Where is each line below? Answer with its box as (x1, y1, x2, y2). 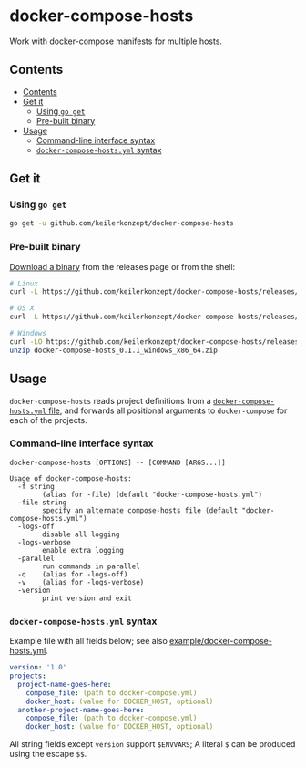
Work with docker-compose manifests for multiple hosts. (9, 36, 223, 47)
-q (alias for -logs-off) (17, 569, 128, 579)
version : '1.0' (9, 663, 67, 672)
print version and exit (42, 594, 132, 603)
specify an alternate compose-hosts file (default (42, 505, 239, 515)
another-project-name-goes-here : (17, 705, 145, 714)
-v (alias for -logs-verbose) (17, 577, 145, 586)
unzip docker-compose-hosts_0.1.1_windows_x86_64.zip (9, 346, 219, 355)
